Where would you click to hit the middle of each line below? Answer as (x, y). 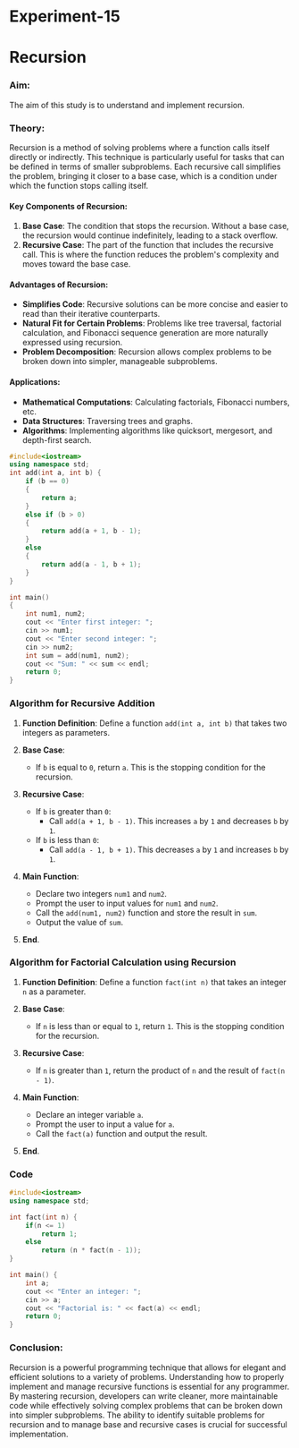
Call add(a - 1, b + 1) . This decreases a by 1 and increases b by (169, 849)
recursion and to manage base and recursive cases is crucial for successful (148, 1424)
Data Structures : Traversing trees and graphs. (108, 421)
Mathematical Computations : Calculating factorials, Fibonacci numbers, (156, 402)
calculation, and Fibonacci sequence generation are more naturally (145, 333)
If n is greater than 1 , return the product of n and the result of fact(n (160, 1070)
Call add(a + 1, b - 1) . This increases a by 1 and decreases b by (169, 821)
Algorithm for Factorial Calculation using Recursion (123, 962)
